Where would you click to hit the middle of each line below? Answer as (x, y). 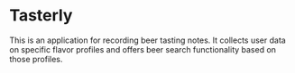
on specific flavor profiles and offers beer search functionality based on (143, 49)
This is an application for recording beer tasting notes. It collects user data (147, 40)
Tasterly (41, 16)
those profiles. (36, 59)
